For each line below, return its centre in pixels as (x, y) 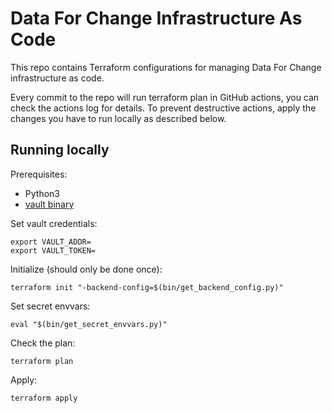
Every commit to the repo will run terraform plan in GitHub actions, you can (165, 97)
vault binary (49, 204)
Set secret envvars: (50, 306)
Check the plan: (43, 343)
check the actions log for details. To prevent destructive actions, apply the (163, 108)
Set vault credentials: (54, 223)
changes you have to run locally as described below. (118, 118)
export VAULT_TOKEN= (53, 250)
